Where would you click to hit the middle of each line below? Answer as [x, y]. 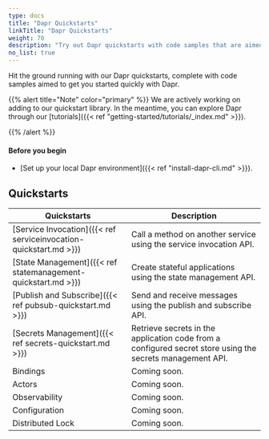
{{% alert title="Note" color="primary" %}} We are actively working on [124, 100]
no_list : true [32, 53]
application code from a [176, 338]
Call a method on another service [193, 234]
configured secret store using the [194, 349]
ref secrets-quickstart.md [61, 343]
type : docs [26, 16]
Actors [25, 385]
